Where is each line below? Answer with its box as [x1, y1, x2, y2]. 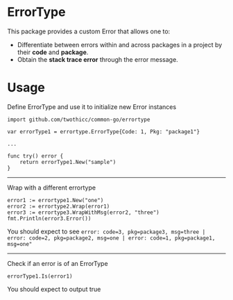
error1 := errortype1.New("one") [7, 197, 104, 203]
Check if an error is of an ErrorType [7, 259, 109, 267]
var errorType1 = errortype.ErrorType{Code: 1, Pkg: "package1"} [7, 128, 200, 135]
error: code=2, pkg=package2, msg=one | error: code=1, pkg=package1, [7, 234, 216, 242]
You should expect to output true [7, 285, 101, 293]
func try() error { [7, 152, 64, 160]
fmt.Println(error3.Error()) [7, 215, 92, 222]
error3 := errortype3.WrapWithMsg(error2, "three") [7, 209, 159, 216]
